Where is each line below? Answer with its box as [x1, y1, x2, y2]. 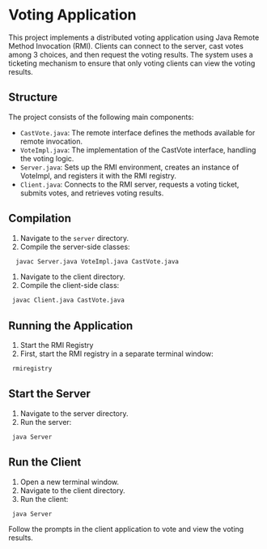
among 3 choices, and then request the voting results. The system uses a [8, 49, 253, 59]
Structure [8, 91, 58, 105]
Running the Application [8, 319, 133, 332]
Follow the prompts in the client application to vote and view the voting [8, 525, 244, 534]
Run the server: [19, 417, 72, 427]
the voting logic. [19, 153, 74, 163]
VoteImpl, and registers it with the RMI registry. [19, 170, 176, 180]
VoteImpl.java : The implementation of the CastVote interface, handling [19, 144, 256, 155]
